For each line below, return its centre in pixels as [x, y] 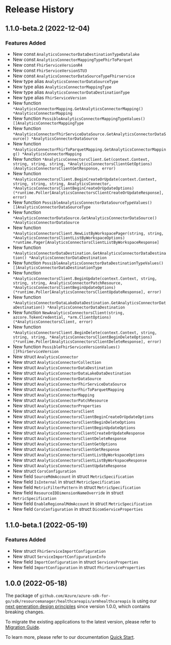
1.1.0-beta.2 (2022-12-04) [48, 28]
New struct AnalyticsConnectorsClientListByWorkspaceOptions [79, 454]
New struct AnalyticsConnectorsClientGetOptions [65, 444]
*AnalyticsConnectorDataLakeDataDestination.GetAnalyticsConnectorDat [89, 303]
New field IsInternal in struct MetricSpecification [66, 482]
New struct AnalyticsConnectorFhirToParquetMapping [68, 389]
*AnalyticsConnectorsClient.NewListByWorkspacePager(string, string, [88, 233]
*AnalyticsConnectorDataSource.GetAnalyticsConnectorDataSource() [85, 218]
